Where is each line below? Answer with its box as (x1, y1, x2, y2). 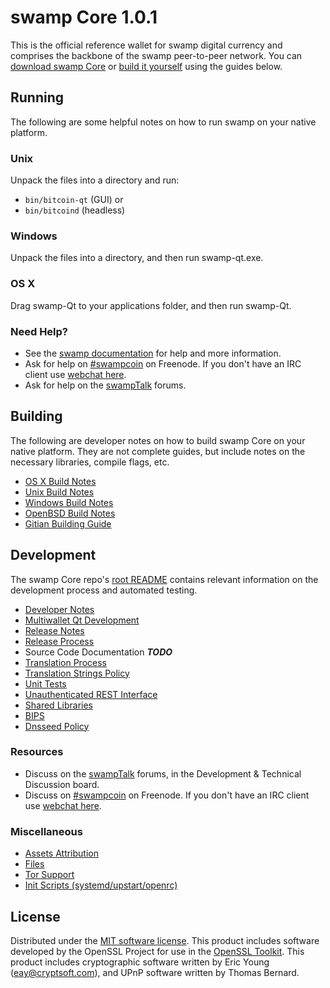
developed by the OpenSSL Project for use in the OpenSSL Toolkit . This (10, 945, 305, 957)
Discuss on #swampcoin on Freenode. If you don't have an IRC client (24, 789, 310, 801)
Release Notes (24, 624, 85, 636)
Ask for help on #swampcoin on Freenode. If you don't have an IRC (24, 357, 302, 370)
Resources (10, 745, 64, 759)
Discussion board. (24, 778, 100, 790)
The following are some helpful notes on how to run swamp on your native (10, 116, 317, 128)
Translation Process (24, 656, 107, 668)
